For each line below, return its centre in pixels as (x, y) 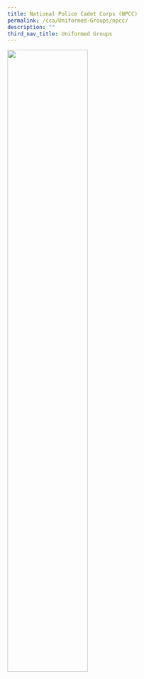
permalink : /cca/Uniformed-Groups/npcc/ (68, 21)
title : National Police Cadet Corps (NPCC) (73, 14)
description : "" (31, 27)
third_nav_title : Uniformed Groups (60, 34)
